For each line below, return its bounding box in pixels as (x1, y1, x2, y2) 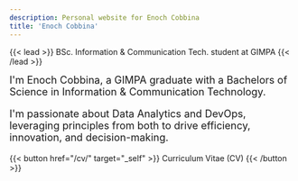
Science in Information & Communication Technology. (9, 85, 266, 98)
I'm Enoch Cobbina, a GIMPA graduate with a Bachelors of (9, 73, 288, 86)
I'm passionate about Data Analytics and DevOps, (9, 107, 247, 120)
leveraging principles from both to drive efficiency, (9, 119, 251, 131)
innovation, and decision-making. (9, 131, 169, 144)
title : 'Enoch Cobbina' (9, 22, 99, 31)
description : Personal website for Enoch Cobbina (9, 13, 200, 23)
